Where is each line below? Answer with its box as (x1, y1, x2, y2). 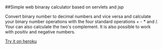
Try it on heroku (5, 38, 37, 44)
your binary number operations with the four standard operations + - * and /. (5, 19, 159, 24)
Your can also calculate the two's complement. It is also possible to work (5, 24, 151, 30)
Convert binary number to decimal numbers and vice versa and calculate (5, 14, 151, 19)
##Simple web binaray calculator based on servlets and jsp (5, 4, 124, 10)
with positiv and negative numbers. (5, 29, 75, 34)
